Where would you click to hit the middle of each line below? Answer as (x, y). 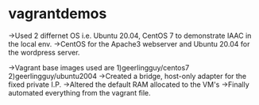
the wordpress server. (44, 52)
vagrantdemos (58, 14)
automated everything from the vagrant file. (79, 92)
